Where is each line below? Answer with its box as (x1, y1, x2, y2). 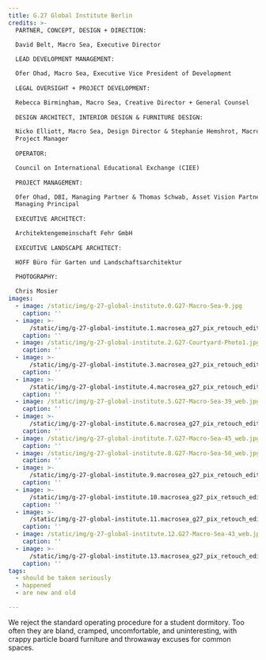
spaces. (8, 643, 34, 652)
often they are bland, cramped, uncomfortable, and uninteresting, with (8, 626, 237, 635)
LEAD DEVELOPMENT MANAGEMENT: (15, 55, 115, 63)
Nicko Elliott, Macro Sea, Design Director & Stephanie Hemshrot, (15, 127, 239, 135)
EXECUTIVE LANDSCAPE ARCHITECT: (15, 244, 123, 252)
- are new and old (15, 589, 77, 597)
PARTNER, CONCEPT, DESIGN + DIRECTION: (15, 26, 147, 34)
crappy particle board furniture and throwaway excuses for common (8, 634, 231, 643)
